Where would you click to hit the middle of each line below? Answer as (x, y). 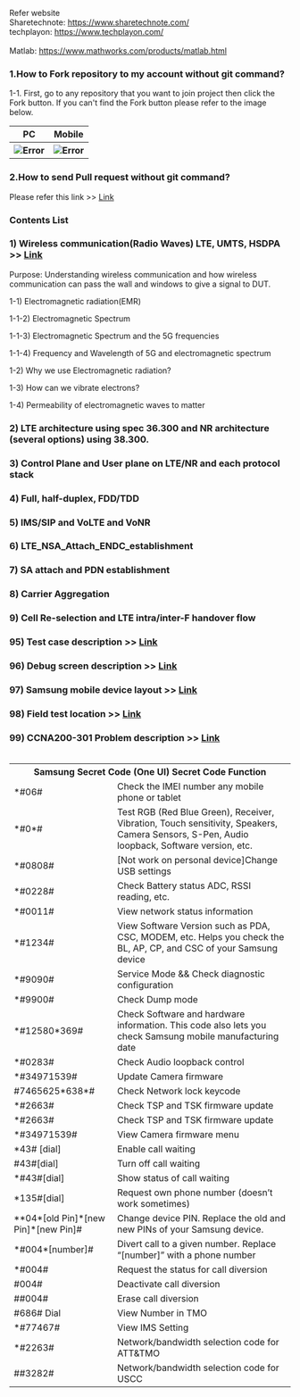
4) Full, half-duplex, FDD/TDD (75, 498)
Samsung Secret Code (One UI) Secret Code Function (150, 772)
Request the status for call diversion (192, 1269)
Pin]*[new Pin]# (48, 1229)
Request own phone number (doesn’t (195, 1193)
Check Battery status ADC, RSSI (184, 886)
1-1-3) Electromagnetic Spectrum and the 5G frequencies (114, 336)
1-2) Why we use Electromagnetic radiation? (90, 370)
